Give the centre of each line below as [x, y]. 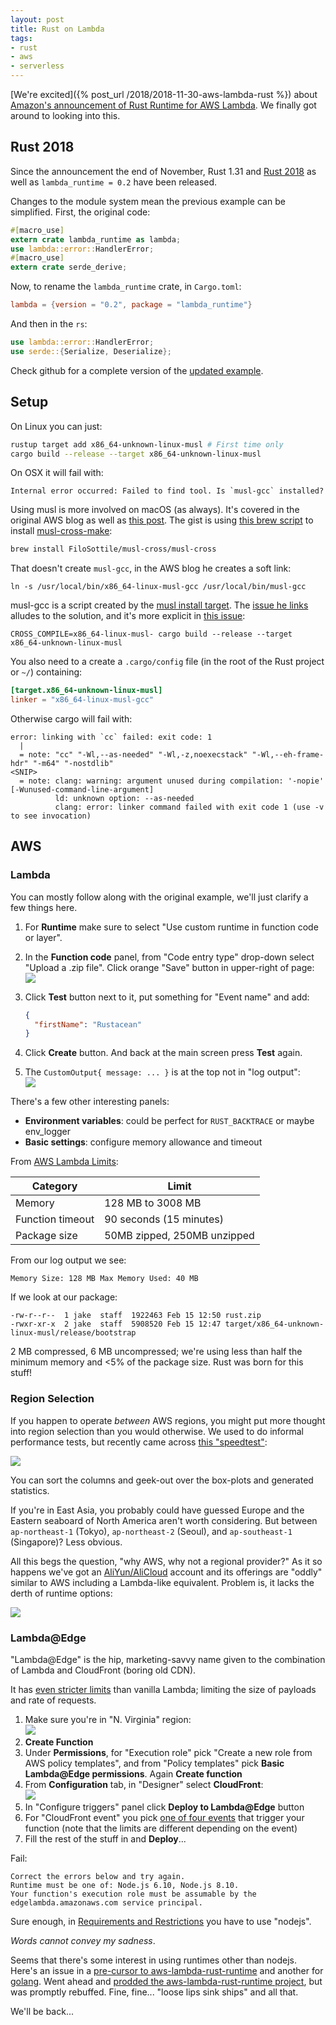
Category [54, 1186]
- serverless [37, 66]
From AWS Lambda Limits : [64, 1162]
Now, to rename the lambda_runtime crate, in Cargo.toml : [126, 287]
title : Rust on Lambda [57, 29]
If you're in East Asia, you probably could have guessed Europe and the [157, 1510]
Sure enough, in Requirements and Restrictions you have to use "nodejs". [161, 1921]
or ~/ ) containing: [46, 672]
